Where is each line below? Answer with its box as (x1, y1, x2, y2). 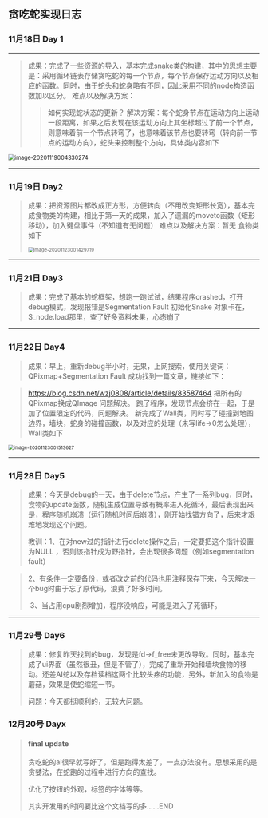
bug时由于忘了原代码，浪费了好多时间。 (34, 583, 167, 593)
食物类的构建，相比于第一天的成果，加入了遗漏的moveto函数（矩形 (34, 210, 255, 220)
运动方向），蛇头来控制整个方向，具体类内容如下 (61, 137, 219, 147)
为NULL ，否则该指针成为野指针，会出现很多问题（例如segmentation (27, 546, 254, 556)
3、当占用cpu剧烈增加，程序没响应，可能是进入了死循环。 (30, 600, 222, 610)
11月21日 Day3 (8, 272, 64, 284)
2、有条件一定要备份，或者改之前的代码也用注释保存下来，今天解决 (27, 574, 250, 583)
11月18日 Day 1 (8, 34, 64, 45)
